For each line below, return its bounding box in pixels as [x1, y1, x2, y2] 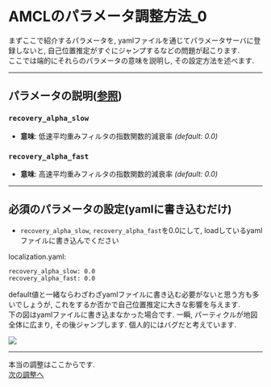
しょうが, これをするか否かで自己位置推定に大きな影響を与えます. [22, 299, 240, 309]
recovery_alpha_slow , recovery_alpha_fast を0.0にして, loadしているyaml [19, 225, 263, 235]
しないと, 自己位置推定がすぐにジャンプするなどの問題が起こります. [15, 45, 240, 55]
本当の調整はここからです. [8, 360, 95, 369]
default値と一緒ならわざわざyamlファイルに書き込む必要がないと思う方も [8, 289, 252, 299]
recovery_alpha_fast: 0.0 [8, 274, 95, 282]
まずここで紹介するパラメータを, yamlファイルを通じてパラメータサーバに [8, 35, 254, 45]
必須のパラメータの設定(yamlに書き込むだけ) [8, 202, 232, 216]
